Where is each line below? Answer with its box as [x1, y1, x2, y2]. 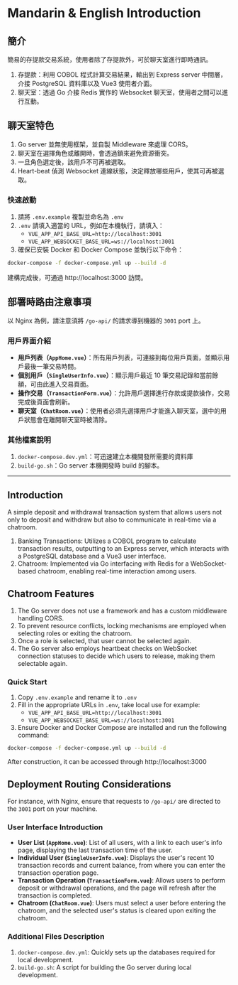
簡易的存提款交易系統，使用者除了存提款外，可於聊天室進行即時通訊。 [7, 55, 212, 63]
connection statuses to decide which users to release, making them [17, 652, 215, 660]
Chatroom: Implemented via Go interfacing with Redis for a [17, 559, 189, 568]
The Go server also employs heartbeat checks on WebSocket [17, 645, 197, 653]
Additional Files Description [7, 932, 105, 942]
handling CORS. [17, 614, 64, 623]
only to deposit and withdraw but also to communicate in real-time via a [7, 515, 217, 524]
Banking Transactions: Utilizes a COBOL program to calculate [17, 537, 197, 545]
